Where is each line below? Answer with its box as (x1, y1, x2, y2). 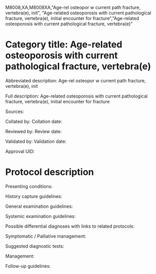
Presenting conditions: (5, 183, 53, 189)
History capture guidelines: (5, 193, 62, 199)
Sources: (5, 108, 25, 115)
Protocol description (5, 167, 94, 178)
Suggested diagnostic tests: (5, 243, 64, 249)
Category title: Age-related (5, 39, 123, 50)
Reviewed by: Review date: (5, 128, 62, 134)
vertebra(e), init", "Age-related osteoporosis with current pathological (5, 10, 152, 16)
